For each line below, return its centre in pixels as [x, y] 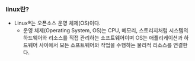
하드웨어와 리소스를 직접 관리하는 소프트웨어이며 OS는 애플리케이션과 [103, 38]
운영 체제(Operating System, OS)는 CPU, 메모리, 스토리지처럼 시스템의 [106, 30]
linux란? [17, 9]
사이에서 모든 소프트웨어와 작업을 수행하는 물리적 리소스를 [106, 45]
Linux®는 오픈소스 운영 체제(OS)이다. [57, 23]
